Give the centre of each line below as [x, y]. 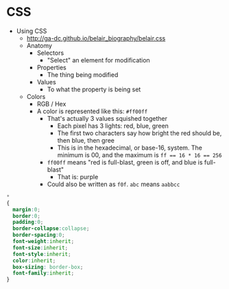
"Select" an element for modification [98, 60]
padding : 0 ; [28, 222]
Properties [51, 67]
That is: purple [78, 176]
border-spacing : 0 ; [39, 235]
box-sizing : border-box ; [48, 267]
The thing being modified [83, 74]
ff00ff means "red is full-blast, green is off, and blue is [125, 162]
